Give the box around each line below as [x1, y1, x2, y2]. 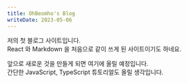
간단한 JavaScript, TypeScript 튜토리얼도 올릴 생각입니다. [7, 68, 164, 76]
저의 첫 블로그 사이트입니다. [7, 36, 81, 45]
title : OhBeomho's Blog [7, 10, 76, 17]
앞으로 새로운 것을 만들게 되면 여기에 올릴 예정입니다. [7, 59, 149, 67]
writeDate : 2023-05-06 [7, 16, 72, 23]
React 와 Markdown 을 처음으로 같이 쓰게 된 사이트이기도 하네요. [7, 45, 182, 53]
